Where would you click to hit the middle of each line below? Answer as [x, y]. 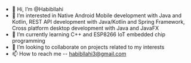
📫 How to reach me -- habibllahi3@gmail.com [69, 54]
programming [29, 41]
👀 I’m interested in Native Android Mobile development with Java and [97, 15]
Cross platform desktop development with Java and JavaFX [85, 28]
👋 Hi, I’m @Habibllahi [38, 9]
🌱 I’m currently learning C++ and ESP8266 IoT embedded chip [89, 34]
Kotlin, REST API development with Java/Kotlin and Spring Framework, [98, 22]
